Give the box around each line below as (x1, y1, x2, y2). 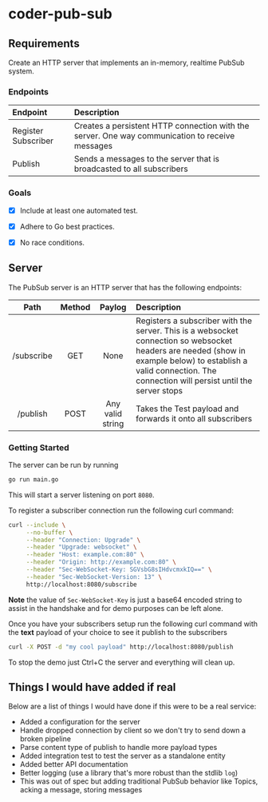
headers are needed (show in (135, 345, 246, 356)
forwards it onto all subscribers (135, 413, 253, 424)
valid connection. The (135, 365, 217, 376)
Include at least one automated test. (19, 205, 138, 215)
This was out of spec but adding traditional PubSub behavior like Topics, (19, 776, 258, 786)
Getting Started (8, 441, 69, 453)
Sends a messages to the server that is (73, 154, 220, 165)
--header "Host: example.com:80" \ (26, 551, 145, 559)
